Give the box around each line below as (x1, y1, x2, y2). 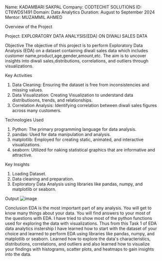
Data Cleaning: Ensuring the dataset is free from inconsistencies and (12, 82, 149, 88)
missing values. (12, 87, 44, 92)
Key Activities (5, 73, 32, 78)
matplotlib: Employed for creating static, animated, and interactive (12, 137, 144, 142)
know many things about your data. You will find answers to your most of (5, 210, 151, 216)
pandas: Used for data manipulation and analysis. (12, 132, 111, 137)
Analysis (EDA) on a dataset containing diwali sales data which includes (5, 48, 148, 53)
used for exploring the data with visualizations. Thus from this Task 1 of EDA (5, 220, 157, 226)
